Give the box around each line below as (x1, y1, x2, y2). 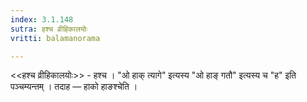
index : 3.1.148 (10, 14, 74, 25)
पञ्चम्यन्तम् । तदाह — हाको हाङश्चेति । (10, 81, 138, 93)
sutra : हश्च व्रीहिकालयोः (10, 24, 88, 34)
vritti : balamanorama (10, 33, 101, 43)
